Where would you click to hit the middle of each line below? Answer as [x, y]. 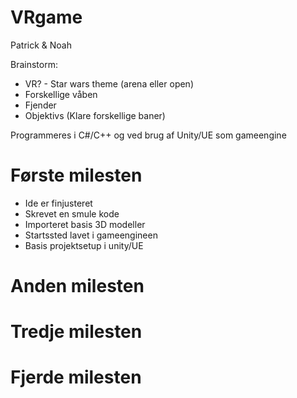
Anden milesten [77, 286]
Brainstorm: [34, 64]
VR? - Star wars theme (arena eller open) [109, 83]
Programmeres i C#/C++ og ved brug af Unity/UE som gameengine [148, 135]
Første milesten [76, 175]
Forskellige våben [61, 94]
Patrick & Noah [41, 45]
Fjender [40, 105]
